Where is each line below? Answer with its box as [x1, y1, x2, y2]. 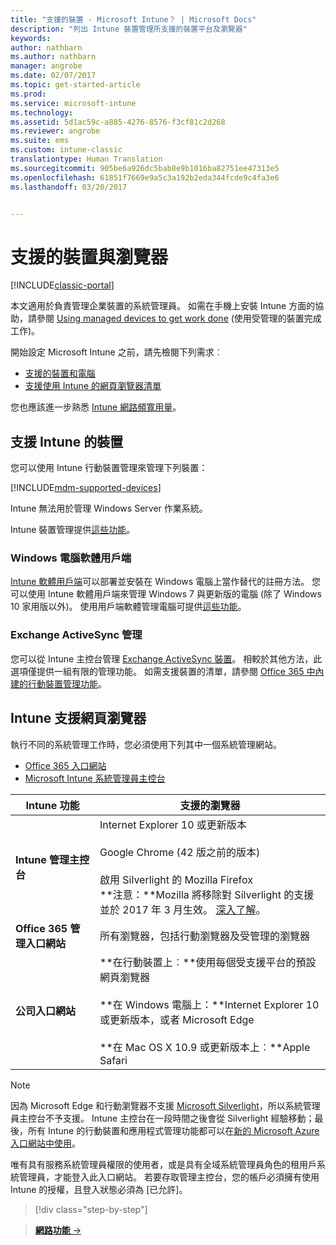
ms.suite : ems [10, 136, 70, 146]
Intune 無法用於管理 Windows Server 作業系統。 [10, 502, 208, 515]
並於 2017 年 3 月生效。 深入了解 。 [99, 902, 267, 916]
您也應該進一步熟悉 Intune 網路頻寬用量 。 [10, 401, 182, 413]
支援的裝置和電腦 [24, 367, 96, 380]
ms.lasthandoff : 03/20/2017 [10, 182, 128, 192]
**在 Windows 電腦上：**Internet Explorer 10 [99, 997, 320, 1011]
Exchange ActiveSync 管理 [10, 628, 143, 642]
